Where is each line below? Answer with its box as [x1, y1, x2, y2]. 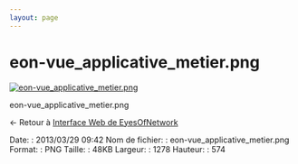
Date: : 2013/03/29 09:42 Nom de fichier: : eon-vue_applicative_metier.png [9, 134, 290, 145]
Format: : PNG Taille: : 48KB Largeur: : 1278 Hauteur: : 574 [9, 143, 226, 154]
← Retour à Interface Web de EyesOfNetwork [9, 116, 178, 127]
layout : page [9, 13, 59, 23]
